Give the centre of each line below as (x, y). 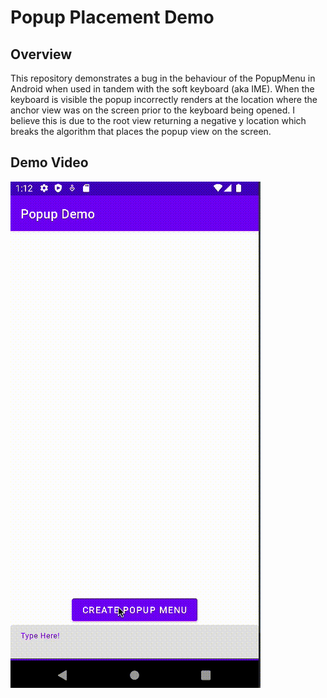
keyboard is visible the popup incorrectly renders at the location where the (164, 99)
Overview (41, 54)
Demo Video (49, 162)
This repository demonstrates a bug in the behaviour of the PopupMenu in (163, 78)
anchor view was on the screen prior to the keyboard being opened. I (152, 110)
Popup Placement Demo (112, 17)
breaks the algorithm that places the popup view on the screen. (141, 131)
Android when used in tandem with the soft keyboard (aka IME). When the (162, 89)
